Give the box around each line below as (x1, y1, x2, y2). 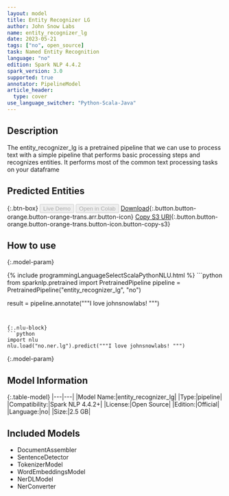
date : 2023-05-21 (7, 36, 57, 43)
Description (7, 125, 58, 137)
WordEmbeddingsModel (16, 467, 86, 475)
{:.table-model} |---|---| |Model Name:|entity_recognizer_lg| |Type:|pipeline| (7, 393, 223, 401)
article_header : (7, 87, 53, 94)
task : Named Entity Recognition (7, 49, 99, 56)
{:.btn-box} (7, 204, 39, 212)
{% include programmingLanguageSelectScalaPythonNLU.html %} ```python (7, 271, 223, 279)
